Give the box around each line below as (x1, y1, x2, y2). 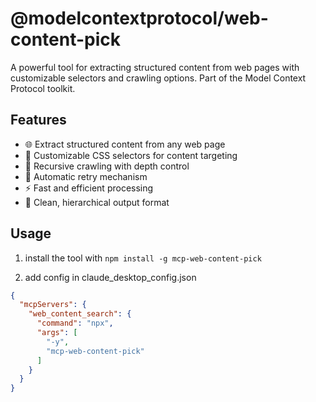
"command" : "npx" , (36, 318, 114, 329)
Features (10, 112, 67, 129)
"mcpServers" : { (19, 300, 87, 310)
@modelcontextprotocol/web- (10, 7, 269, 30)
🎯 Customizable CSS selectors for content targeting (24, 149, 238, 161)
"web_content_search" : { (28, 309, 132, 319)
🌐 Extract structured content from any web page (24, 138, 226, 150)
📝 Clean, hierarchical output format (24, 196, 170, 208)
